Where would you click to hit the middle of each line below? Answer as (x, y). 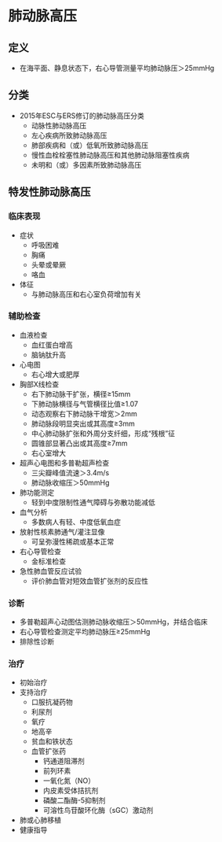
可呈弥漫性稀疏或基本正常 (73, 541)
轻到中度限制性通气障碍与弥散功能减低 (93, 502)
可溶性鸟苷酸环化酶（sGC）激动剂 (98, 811)
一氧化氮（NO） (69, 781)
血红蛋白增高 (52, 345)
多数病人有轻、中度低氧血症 (76, 522)
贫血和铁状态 (52, 741)
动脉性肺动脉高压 (59, 125)
